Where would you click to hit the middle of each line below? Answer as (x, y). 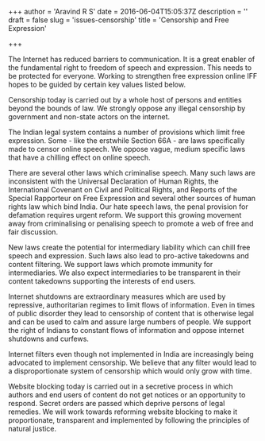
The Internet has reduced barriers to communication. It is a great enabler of (132, 59)
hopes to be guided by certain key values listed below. (97, 84)
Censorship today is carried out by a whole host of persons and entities (125, 100)
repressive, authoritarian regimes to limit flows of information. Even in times (132, 305)
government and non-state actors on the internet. (89, 117)
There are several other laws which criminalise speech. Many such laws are (132, 173)
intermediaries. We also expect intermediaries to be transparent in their (125, 273)
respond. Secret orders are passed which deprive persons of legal (117, 403)
